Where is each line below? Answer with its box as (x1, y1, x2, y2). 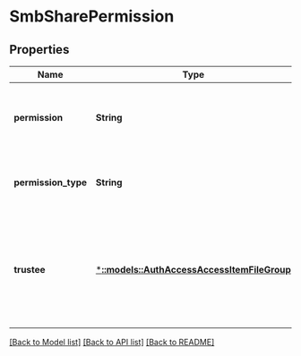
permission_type (13, 176, 88, 189)
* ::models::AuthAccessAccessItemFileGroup (95, 264, 291, 275)
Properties (9, 42, 70, 57)
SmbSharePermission (9, 6, 175, 27)
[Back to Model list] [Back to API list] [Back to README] (9, 337, 215, 347)
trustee (13, 264, 47, 275)
